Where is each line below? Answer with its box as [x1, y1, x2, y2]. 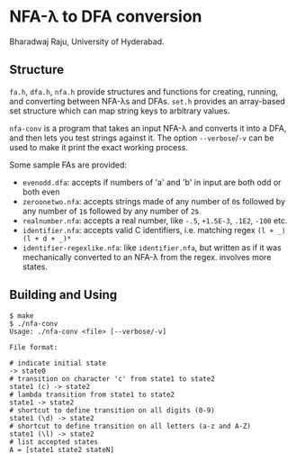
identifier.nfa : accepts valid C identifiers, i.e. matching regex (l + [22, 224, 274, 235]
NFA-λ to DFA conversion [9, 6, 202, 27]
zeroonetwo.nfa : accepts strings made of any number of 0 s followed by [22, 195, 286, 206]
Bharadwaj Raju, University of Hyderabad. [9, 36, 165, 47]
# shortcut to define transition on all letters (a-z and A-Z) [9, 421, 252, 430]
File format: [9, 342, 58, 352]
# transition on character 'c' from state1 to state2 [9, 374, 216, 384]
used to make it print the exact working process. [9, 141, 189, 152]
